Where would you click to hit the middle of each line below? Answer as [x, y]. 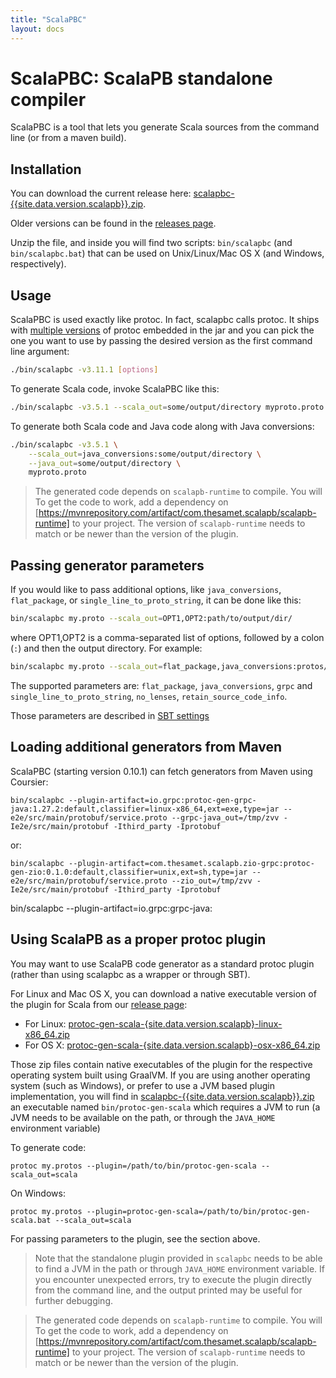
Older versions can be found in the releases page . [113, 223]
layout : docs [37, 29]
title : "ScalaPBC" [48, 19]
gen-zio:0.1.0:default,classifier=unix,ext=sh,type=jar [129, 872]
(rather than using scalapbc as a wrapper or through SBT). [130, 974]
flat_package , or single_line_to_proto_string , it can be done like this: [156, 600]
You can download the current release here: [101, 193]
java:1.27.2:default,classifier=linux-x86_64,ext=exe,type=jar [145, 809]
